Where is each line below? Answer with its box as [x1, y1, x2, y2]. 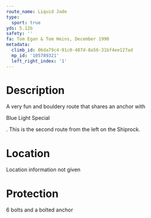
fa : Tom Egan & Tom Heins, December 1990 [6, 36, 110, 42]
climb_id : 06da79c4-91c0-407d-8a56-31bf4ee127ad [11, 47, 133, 53]
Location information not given [6, 166, 81, 173]
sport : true [11, 19, 41, 25]
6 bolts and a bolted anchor [6, 206, 74, 213]
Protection [6, 187, 59, 200]
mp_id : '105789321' [11, 53, 60, 58]
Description [6, 83, 65, 97]
